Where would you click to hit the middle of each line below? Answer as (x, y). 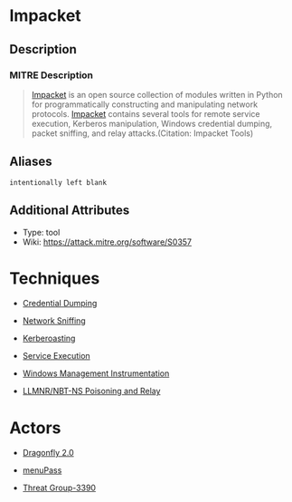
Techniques (55, 278)
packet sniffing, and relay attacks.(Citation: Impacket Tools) (142, 133)
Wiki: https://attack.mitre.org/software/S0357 (107, 242)
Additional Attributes (70, 211)
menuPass (42, 470)
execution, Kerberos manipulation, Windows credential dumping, (152, 123)
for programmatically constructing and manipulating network (145, 104)
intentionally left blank (58, 182)
